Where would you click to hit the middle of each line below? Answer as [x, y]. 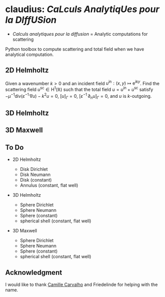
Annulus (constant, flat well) [49, 186]
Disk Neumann [35, 174]
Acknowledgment [34, 273]
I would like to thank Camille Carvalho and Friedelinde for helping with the [81, 284]
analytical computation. [29, 54]
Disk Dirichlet [34, 169]
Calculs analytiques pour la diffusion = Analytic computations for [80, 34]
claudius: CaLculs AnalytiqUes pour [82, 9]
